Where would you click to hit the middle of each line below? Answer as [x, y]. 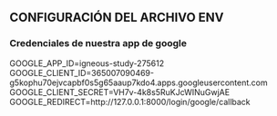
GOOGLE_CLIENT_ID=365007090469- [82, 72]
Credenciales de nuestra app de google [98, 43]
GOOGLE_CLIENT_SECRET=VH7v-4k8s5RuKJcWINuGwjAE [120, 92]
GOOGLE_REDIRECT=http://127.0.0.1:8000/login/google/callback [130, 101]
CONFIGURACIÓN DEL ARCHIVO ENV [117, 18]
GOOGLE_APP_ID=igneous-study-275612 [87, 63]
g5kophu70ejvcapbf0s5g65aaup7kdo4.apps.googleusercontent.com [138, 82]
